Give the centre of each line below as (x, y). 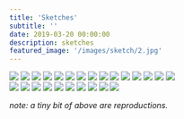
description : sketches (52, 42)
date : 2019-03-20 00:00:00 (60, 34)
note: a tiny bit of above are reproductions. (89, 106)
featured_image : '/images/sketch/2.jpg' (86, 51)
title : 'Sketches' (44, 17)
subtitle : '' (34, 26)
